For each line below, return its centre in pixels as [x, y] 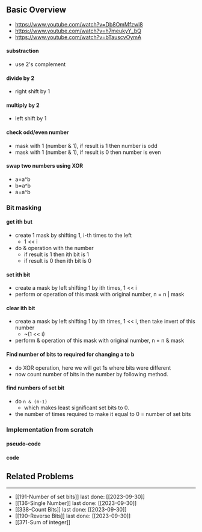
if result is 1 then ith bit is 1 [56, 254]
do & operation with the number [54, 248]
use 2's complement [40, 64]
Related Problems [40, 476]
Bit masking [24, 207]
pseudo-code [23, 444]
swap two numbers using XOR [45, 166]
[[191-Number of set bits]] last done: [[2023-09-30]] [80, 497]
